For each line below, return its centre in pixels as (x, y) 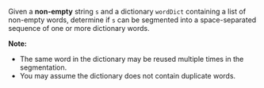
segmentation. (43, 67)
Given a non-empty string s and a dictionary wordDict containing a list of (127, 11)
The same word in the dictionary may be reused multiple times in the (132, 59)
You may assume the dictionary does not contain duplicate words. (128, 76)
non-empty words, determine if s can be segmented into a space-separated (132, 20)
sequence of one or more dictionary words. (79, 28)
